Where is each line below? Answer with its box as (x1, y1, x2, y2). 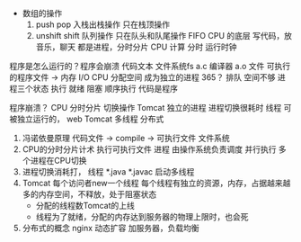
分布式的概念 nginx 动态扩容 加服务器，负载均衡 (22, 223, 199, 233)
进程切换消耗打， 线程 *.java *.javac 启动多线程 (22, 166, 195, 177)
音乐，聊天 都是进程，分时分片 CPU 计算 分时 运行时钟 (35, 41, 237, 52)
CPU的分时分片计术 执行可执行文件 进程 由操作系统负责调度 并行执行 (22, 144, 277, 155)
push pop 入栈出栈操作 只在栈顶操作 (35, 19, 171, 30)
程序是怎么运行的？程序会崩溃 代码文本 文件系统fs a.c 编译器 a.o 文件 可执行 (9, 61, 290, 71)
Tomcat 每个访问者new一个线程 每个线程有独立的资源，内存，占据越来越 (22, 178, 291, 188)
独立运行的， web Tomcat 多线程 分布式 (16, 113, 164, 124)
